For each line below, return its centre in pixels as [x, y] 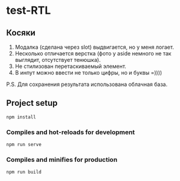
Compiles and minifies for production [62, 160]
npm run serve [24, 145]
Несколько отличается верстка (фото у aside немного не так [93, 54]
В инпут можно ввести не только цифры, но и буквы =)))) [88, 72]
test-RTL [29, 11]
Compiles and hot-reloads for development [71, 132]
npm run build [24, 172]
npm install [21, 117]
